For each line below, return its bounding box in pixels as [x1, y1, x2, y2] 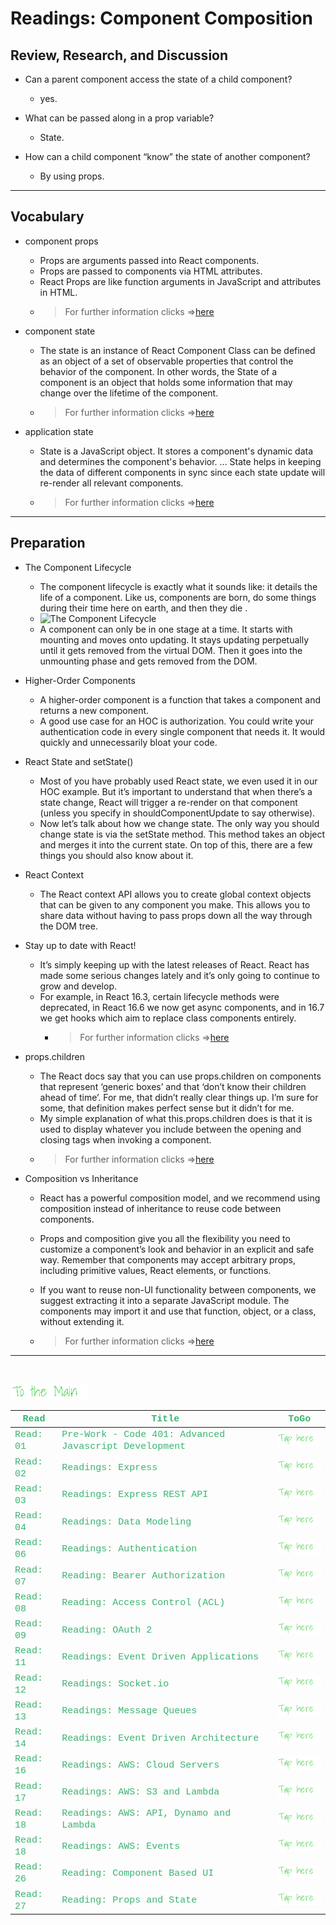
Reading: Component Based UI [61, 1867, 215, 1879]
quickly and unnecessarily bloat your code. [39, 736, 218, 748]
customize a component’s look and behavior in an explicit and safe [39, 1243, 315, 1255]
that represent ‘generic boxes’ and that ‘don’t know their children [39, 1080, 307, 1092]
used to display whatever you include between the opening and [39, 1123, 302, 1135]
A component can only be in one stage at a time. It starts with [39, 623, 293, 635]
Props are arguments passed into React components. [39, 254, 260, 266]
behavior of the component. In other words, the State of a [39, 365, 278, 377]
